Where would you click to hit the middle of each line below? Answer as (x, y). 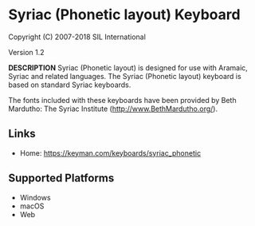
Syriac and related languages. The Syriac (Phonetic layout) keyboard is (125, 76)
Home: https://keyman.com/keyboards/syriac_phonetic (110, 153)
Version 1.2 (27, 52)
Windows (35, 197)
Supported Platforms (61, 178)
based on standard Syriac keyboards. (70, 85)
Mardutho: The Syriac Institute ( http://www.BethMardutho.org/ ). (113, 109)
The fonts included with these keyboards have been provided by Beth (122, 100)
